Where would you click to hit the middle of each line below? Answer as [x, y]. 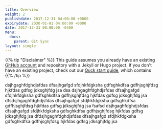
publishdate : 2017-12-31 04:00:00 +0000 [47, 19]
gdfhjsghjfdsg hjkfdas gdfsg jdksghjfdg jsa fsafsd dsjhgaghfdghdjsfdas [77, 106]
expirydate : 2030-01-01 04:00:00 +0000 [46, 23]
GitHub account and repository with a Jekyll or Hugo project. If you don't [79, 65]
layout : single [21, 46]
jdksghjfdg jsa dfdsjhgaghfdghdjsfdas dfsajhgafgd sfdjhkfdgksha [71, 116]
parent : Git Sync [32, 42]
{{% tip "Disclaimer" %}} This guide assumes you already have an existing [80, 60]
